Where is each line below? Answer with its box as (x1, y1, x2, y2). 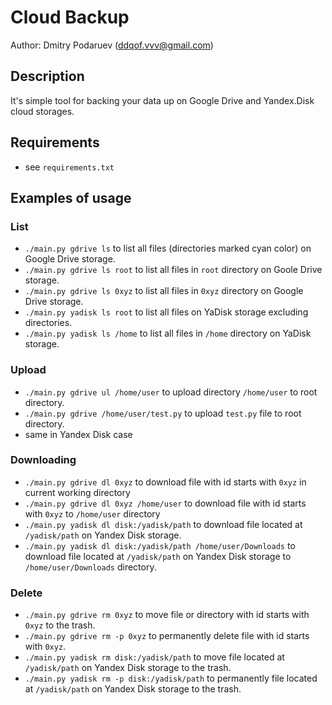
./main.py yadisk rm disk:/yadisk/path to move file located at (24, 651, 285, 663)
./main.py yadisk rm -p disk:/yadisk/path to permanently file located (24, 672, 318, 685)
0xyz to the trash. (24, 619, 96, 631)
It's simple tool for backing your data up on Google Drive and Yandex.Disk (10, 94, 315, 106)
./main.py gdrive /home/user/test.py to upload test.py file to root (24, 407, 302, 419)
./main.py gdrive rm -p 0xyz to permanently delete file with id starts (24, 630, 310, 642)
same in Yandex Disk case (24, 428, 133, 440)
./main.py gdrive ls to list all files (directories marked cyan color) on (24, 242, 312, 255)
